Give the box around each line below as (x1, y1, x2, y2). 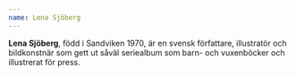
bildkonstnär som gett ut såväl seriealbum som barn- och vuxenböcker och (8, 46, 285, 58)
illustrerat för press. (8, 56, 81, 67)
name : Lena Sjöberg (8, 13, 81, 22)
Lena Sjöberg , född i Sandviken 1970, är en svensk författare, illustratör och (8, 38, 287, 48)
